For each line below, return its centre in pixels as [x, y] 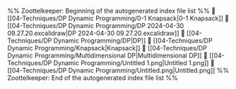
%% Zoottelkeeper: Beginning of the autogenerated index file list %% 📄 [112, 11]
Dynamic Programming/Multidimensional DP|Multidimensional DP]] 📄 [108, 55]
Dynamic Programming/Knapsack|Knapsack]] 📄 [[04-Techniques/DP [107, 48]
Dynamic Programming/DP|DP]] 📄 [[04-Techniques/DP [133, 41]
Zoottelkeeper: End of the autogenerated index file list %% [93, 78]
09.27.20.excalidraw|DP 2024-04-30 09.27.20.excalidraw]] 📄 [96, 33]
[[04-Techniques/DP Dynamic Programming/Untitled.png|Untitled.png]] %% [118, 70]
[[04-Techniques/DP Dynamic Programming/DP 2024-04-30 [96, 26]
